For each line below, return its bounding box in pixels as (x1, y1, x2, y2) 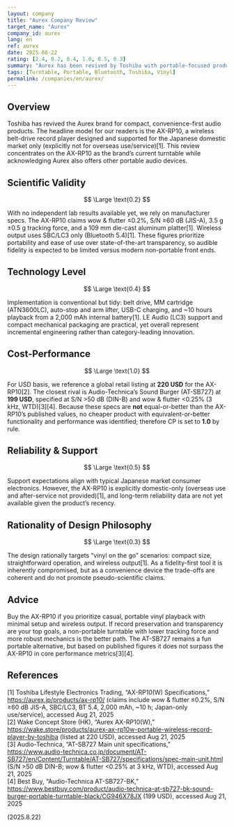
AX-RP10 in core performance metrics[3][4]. (7, 650, 134, 658)
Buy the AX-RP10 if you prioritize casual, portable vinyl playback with (7, 612, 205, 621)
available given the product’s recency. (7, 499, 116, 507)
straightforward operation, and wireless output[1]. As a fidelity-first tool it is (7, 559, 223, 567)
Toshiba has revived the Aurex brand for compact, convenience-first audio (7, 119, 221, 128)
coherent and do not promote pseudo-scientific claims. (7, 574, 166, 582)
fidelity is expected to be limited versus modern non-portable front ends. (7, 246, 217, 254)
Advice (7, 594, 39, 606)
